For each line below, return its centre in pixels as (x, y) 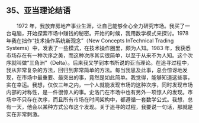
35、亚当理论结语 (38, 11)
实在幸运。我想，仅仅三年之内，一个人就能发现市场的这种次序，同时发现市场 (99, 85)
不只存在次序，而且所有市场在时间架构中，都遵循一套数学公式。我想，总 (105, 99)
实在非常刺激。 (24, 114)
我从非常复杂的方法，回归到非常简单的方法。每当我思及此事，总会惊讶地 (94, 70)
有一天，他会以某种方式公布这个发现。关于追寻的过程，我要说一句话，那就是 (99, 107)
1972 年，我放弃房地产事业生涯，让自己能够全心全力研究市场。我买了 (101, 26)
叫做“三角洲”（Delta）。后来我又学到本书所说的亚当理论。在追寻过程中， (104, 62)
